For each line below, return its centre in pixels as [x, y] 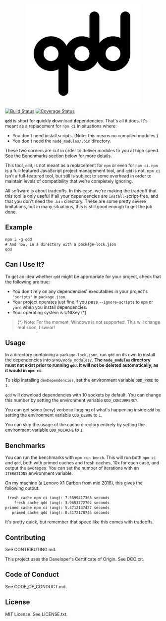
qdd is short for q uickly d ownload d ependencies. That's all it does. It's [76, 121]
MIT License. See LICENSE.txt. [36, 614]
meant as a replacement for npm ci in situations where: [61, 126]
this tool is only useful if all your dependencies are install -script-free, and [82, 196]
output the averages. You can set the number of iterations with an [72, 468]
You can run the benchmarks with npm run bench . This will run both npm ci [81, 457]
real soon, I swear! [36, 327]
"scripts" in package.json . [39, 296]
